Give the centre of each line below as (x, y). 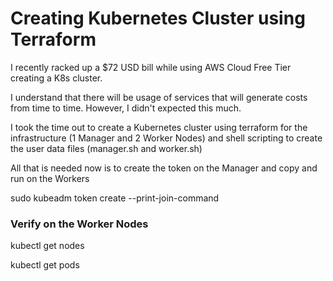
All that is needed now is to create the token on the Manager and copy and (164, 168)
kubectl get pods (45, 265)
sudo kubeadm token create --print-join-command (115, 198)
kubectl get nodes (47, 246)
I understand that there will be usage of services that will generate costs (159, 97)
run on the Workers (50, 178)
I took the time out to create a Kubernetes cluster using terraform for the (159, 127)
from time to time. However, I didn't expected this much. (126, 108)
